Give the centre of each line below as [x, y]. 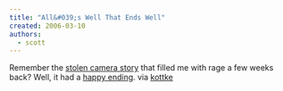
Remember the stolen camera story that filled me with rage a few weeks [141, 68]
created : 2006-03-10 [48, 26]
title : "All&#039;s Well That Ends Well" [87, 17]
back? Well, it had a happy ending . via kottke [92, 78]
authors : [25, 34]
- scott [32, 42]
